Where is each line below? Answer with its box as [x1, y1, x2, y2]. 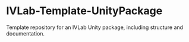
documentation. [6, 30, 45, 37]
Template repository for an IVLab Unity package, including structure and [6, 24, 183, 31]
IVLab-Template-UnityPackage [6, 4, 163, 18]
